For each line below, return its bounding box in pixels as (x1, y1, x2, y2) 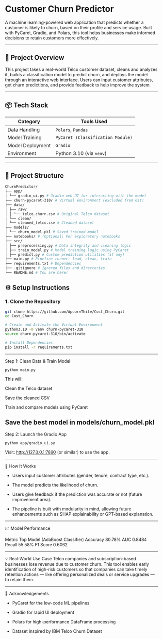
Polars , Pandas (55, 126, 88, 133)
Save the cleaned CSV (5, 395, 50, 401)
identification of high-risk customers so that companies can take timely (5, 566, 147, 572)
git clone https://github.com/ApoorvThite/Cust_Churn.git (5, 309, 125, 314)
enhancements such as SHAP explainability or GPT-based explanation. (12, 511, 154, 517)
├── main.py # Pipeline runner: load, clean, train (5, 256, 112, 262)
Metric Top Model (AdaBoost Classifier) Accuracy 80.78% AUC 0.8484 (5, 537, 147, 542)
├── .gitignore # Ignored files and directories (5, 266, 105, 270)
